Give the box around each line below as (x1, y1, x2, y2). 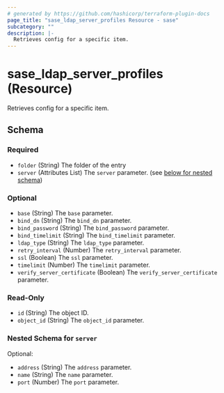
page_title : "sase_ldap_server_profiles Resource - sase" (7, 17, 179, 24)
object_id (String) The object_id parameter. (17, 316, 145, 325)
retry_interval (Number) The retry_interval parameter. (17, 246, 182, 254)
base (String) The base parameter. (17, 209, 113, 217)
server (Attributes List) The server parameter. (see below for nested (17, 168, 213, 176)
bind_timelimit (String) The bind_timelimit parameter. (17, 231, 176, 240)
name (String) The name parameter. (17, 370, 113, 378)
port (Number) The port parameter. (17, 378, 120, 386)
